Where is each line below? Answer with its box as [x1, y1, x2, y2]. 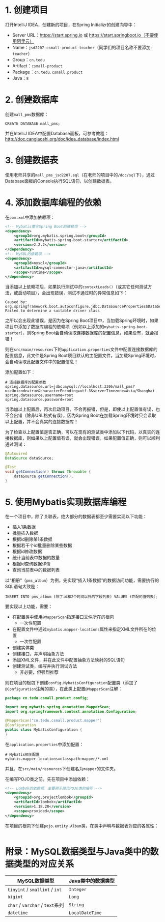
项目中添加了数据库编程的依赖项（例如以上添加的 [5, 324, 104, 330]
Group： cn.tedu [12, 57, 45, 62]
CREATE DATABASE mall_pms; [5, 121, 60, 126]
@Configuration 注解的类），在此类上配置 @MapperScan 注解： [5, 686, 123, 692]
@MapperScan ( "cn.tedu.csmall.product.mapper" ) [5, 718, 102, 723]
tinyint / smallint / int [7, 886, 62, 893]
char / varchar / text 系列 [7, 901, 64, 908]
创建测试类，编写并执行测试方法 [12, 663, 77, 669]
